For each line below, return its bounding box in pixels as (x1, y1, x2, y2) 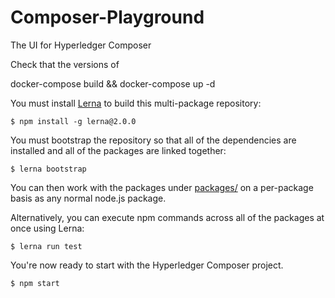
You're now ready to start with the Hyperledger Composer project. (10, 259, 284, 271)
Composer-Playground (10, 6, 205, 29)
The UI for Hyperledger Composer (10, 39, 152, 51)
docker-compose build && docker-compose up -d (10, 77, 216, 90)
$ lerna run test (10, 241, 83, 251)
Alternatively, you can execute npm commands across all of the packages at (10, 211, 325, 223)
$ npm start (10, 278, 60, 288)
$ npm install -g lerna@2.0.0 (10, 116, 137, 126)
